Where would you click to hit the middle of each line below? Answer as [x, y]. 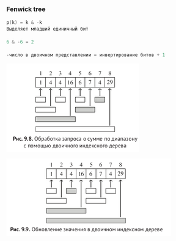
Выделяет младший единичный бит [47, 29]
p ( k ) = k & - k [24, 23]
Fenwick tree [26, 9]
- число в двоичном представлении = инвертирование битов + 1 [86, 55]
